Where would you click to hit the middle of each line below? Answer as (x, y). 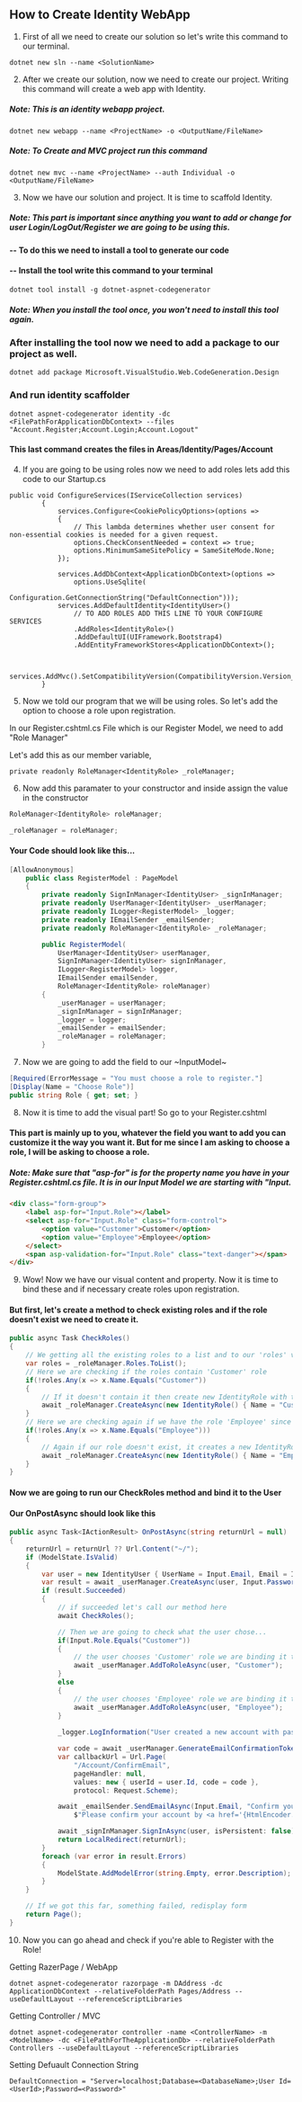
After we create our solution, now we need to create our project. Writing (155, 79)
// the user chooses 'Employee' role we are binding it (180, 1699)
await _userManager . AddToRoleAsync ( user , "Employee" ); (178, 1707)
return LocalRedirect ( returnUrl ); (122, 1840)
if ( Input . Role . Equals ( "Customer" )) (124, 1641)
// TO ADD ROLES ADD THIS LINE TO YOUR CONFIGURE (168, 613)
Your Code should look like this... (72, 851)
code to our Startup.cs (64, 479)
